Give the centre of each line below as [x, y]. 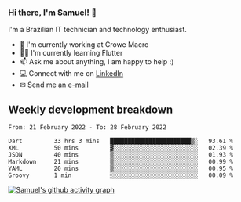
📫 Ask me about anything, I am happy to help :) [97, 62]
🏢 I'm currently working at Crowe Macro [84, 45]
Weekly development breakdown [91, 109]
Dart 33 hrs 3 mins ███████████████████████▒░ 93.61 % [121, 141]
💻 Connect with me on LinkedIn [71, 74]
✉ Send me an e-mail [54, 85]
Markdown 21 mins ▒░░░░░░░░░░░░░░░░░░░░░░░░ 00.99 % [121, 162]
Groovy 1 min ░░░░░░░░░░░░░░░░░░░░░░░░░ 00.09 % [121, 175]
